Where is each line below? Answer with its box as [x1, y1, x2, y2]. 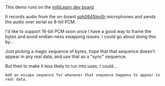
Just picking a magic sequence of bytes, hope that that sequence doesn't [5, 49, 155, 54]
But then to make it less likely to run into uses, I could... [5, 63, 117, 69]
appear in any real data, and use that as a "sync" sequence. [5, 54, 127, 59]
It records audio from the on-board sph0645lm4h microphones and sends [5, 14, 156, 19]
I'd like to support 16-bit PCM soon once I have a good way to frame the [5, 29, 152, 34]
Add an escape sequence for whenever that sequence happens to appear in [5, 73, 161, 78]
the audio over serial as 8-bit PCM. [5, 19, 76, 25]
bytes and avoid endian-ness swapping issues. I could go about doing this [5, 34, 157, 39]
